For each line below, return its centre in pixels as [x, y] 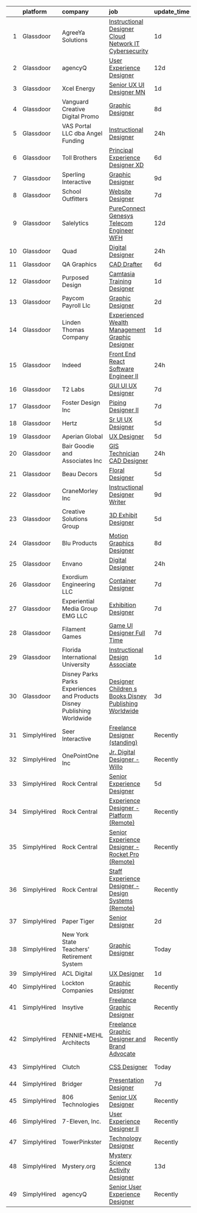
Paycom [73, 298]
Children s [123, 689]
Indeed [72, 365]
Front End [122, 354]
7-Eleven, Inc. [81, 1121]
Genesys [121, 216]
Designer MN [127, 92]
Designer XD [126, 165]
